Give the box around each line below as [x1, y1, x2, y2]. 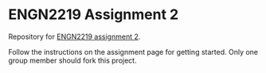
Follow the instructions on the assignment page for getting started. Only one [8, 47, 259, 56]
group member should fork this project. [8, 56, 137, 65]
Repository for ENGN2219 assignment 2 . [8, 32, 141, 41]
